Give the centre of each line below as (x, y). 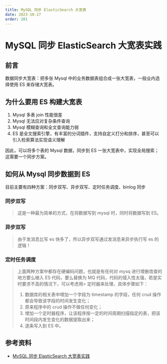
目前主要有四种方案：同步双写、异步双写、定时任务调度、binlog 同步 (76, 187)
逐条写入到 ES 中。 (44, 325)
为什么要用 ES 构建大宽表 (44, 102)
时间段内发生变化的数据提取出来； (60, 319)
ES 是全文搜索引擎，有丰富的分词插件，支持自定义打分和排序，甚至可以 (86, 133)
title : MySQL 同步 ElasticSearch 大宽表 (46, 10)
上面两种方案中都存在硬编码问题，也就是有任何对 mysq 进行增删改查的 (90, 271)
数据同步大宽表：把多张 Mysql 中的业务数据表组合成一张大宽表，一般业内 (80, 78)
